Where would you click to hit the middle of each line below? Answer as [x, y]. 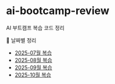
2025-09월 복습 [33, 67]
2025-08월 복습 [33, 60]
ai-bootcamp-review [58, 11]
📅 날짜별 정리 [21, 40]
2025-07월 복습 [33, 53]
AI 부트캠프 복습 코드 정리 [35, 28]
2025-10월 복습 [33, 75]
